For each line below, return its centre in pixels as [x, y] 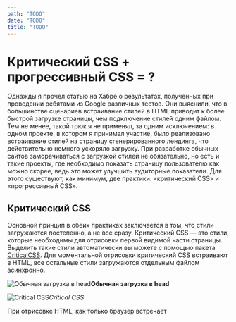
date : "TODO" [26, 20]
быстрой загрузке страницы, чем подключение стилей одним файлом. [114, 119]
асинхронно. [26, 270]
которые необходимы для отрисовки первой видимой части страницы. [115, 240]
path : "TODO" [26, 14]
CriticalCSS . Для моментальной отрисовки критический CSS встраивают [118, 255]
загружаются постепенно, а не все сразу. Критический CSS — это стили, [118, 233]
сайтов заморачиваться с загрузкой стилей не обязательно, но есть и [113, 156]
